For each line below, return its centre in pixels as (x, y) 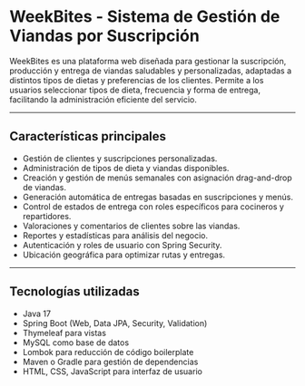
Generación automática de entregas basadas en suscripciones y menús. (157, 197)
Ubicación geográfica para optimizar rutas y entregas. (123, 255)
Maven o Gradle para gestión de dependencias (110, 362)
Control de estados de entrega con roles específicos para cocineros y (153, 207)
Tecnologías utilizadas (74, 292)
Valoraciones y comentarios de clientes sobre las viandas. (131, 226)
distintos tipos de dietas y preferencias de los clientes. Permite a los (137, 80)
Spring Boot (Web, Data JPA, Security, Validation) (115, 323)
